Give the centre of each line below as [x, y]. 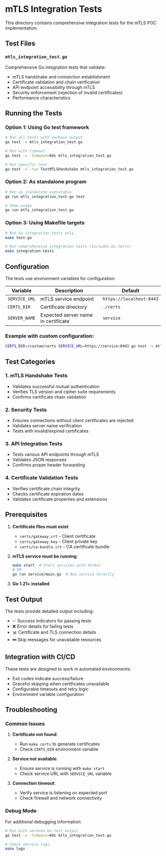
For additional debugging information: [43, 821]
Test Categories [30, 362]
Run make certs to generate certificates [60, 744]
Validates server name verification [47, 426]
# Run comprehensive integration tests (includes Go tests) [68, 246]
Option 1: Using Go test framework [47, 127]
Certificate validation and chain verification [56, 82]
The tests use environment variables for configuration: [61, 278]
